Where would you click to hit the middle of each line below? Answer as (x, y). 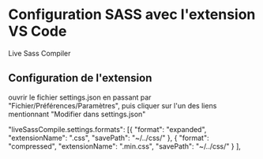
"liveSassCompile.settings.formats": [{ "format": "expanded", (107, 129)
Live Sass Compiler (39, 53)
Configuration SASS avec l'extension (132, 15)
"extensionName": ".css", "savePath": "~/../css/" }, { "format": (109, 138)
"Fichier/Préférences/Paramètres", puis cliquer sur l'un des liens (113, 105)
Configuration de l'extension (80, 78)
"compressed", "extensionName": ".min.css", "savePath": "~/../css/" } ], (124, 146)
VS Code (38, 31)
